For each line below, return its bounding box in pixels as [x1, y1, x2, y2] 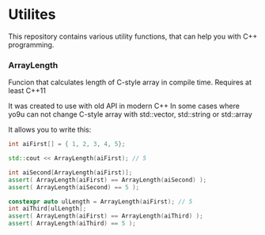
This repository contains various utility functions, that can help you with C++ [8, 32, 258, 41]
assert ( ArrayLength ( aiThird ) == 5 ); [8, 219, 136, 228]
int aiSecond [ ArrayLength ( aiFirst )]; [8, 168, 133, 177]
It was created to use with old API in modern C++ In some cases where [8, 101, 240, 111]
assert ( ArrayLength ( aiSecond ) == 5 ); [8, 183, 140, 191]
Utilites [8, 6, 56, 24]
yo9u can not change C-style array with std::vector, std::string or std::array [8, 110, 253, 119]
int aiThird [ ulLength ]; [8, 205, 87, 213]
